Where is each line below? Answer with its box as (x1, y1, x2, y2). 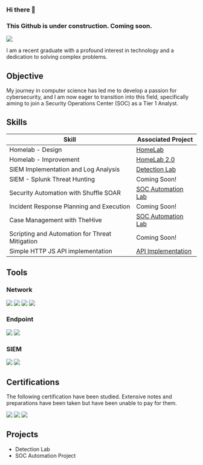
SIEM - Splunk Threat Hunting (9, 175, 95, 183)
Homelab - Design (9, 145, 62, 154)
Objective (6, 71, 44, 81)
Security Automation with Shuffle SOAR (9, 188, 121, 197)
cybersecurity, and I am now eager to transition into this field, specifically (6, 93, 189, 101)
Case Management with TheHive (9, 216, 102, 224)
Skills (6, 117, 27, 128)
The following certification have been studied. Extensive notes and (6, 393, 172, 400)
